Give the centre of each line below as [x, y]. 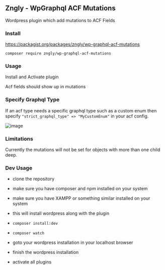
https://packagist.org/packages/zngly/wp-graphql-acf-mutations [72, 44]
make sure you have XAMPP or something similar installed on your [81, 198]
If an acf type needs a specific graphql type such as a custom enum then [81, 110]
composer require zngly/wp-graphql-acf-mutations [58, 54]
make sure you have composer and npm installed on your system [80, 189]
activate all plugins [32, 262]
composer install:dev [35, 224]
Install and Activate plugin [32, 77]
